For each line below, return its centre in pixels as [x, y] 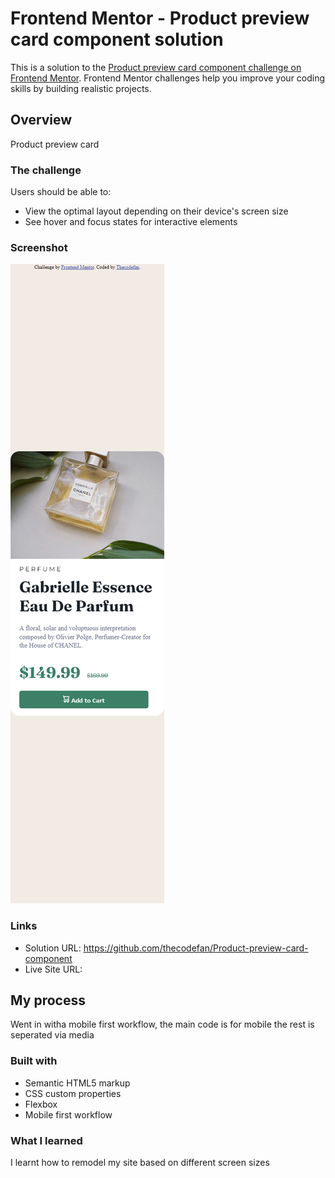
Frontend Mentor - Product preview [160, 18]
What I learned [46, 1140]
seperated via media [52, 1035]
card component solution [117, 39]
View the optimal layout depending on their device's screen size [156, 211]
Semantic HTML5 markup [77, 1083]
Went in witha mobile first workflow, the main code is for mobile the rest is [162, 1024]
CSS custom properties [73, 1093]
